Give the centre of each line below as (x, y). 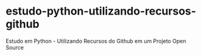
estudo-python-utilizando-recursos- (101, 11)
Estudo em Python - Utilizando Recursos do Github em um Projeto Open (96, 41)
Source (15, 47)
